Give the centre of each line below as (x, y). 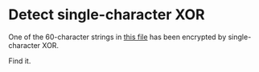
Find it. (20, 61)
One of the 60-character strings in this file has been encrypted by (117, 37)
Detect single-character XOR (107, 15)
